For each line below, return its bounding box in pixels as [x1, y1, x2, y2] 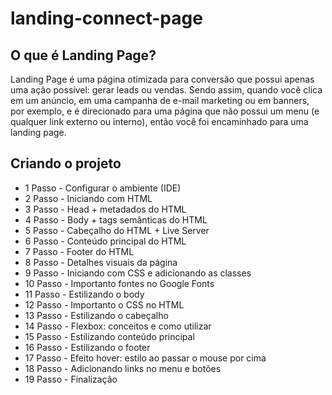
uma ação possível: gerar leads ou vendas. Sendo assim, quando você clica [10, 84, 323, 96]
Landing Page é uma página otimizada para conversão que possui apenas [10, 73, 315, 85]
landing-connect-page [10, 7, 203, 30]
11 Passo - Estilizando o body [24, 288, 145, 300]
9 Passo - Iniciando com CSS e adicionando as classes [24, 267, 252, 279]
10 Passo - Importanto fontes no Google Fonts [24, 277, 215, 289]
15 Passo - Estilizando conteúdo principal [24, 330, 195, 342]
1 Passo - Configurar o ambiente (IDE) [24, 182, 182, 194]
